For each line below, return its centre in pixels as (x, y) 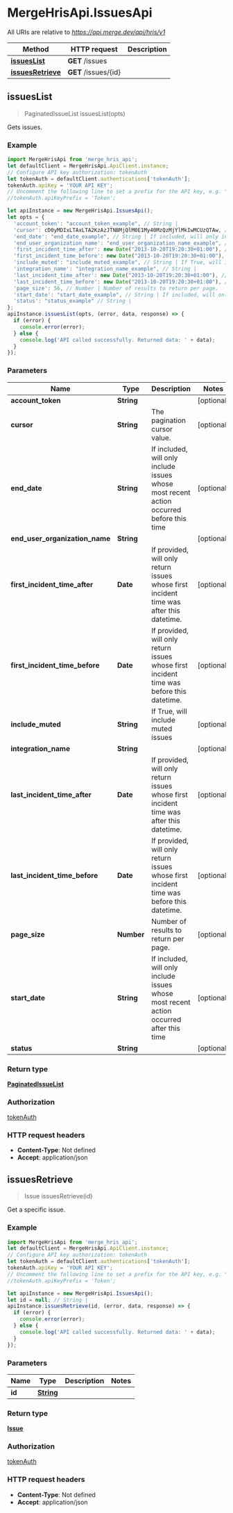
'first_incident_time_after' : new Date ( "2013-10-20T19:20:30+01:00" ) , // (122, 249)
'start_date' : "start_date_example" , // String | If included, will (114, 295)
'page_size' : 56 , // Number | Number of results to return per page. (116, 288)
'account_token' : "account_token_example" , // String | (96, 224)
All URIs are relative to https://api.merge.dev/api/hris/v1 (86, 32)
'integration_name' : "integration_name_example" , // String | (105, 269)
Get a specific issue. (36, 1209)
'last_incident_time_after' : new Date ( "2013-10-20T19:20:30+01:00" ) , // (121, 275)
